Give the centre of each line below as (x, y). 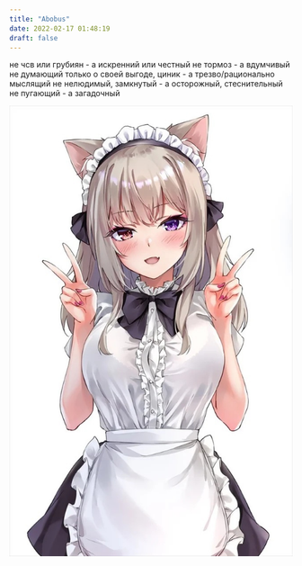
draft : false (34, 38)
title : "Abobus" (40, 19)
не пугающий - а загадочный (65, 94)
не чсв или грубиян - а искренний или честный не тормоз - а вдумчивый (150, 65)
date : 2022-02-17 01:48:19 (60, 28)
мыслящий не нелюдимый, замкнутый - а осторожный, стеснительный (146, 84)
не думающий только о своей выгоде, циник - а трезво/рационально (142, 74)
